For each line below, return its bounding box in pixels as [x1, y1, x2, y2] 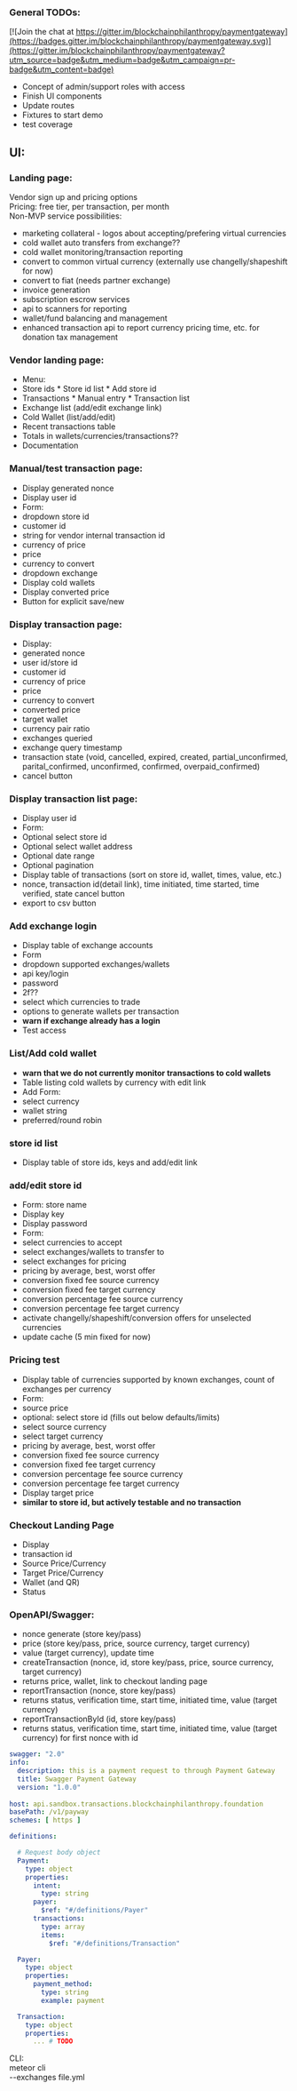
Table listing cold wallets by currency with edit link [21, 1077, 207, 1088]
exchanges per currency [21, 1384, 113, 1394]
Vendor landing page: [9, 354, 105, 366]
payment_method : [32, 1980, 93, 1989]
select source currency [21, 1421, 107, 1432]
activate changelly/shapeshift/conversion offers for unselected [21, 1313, 252, 1323]
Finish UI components [21, 91, 102, 101]
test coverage [21, 119, 74, 130]
